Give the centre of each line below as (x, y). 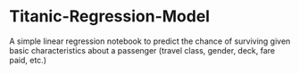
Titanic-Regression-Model (110, 16)
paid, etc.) (28, 60)
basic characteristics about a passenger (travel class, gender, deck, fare (142, 50)
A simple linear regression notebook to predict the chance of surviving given (150, 41)
